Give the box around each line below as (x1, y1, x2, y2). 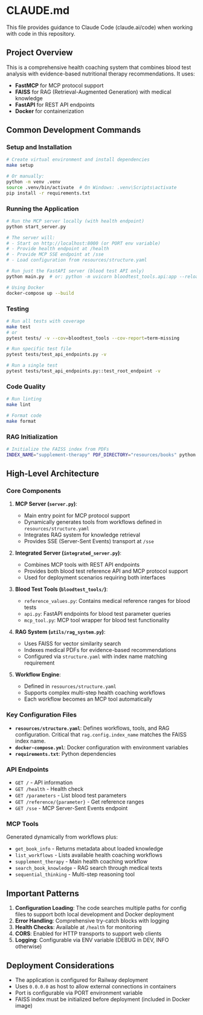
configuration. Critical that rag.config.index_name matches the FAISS (14, 730, 187, 738)
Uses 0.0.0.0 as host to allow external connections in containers (14, 982, 176, 990)
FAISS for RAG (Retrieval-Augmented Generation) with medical (14, 88, 172, 95)
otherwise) (14, 943, 42, 950)
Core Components (6, 487, 62, 495)
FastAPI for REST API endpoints (14, 101, 95, 108)
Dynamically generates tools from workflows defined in (24, 518, 162, 526)
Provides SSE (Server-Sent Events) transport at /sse (24, 538, 154, 545)
